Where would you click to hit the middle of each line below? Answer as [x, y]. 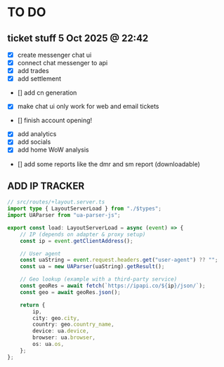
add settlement [39, 79]
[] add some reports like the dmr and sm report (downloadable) [108, 164]
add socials [34, 142]
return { [33, 305]
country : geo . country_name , [73, 325]
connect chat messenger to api [62, 63]
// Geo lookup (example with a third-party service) [99, 279]
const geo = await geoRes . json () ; [70, 292]
